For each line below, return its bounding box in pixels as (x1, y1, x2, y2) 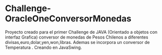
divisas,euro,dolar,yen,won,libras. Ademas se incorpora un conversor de (5, 39, 150, 45)
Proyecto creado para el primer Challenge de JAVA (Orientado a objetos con (5, 29, 158, 35)
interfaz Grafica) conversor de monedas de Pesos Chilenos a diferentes (5, 34, 148, 40)
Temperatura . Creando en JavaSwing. (5, 44, 82, 50)
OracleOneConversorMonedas (5, 13, 132, 24)
